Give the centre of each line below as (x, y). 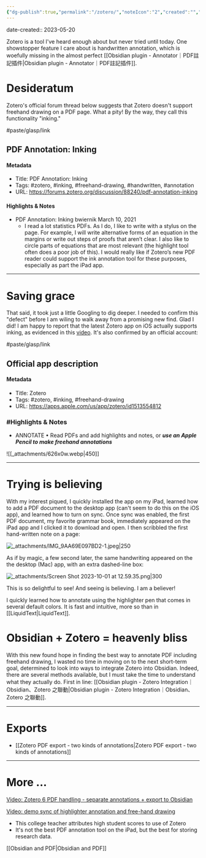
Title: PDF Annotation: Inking (51, 179)
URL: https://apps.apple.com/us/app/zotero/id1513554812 (88, 406)
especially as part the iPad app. (64, 266)
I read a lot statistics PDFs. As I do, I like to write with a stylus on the (110, 226)
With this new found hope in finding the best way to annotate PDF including (102, 655)
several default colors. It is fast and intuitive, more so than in (82, 607)
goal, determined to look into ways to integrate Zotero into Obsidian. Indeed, (103, 668)
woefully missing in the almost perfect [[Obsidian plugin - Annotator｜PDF (100, 55)
